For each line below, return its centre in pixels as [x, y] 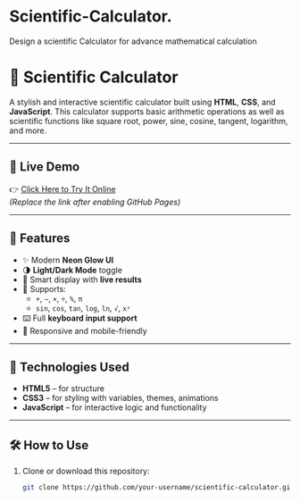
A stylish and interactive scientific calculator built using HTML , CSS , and [142, 102]
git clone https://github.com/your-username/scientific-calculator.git [158, 488]
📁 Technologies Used [69, 367]
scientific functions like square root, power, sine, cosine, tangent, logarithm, [149, 121]
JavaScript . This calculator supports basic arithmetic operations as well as [147, 111]
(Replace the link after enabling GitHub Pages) [95, 202]
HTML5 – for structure [63, 388]
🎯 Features [40, 238]
